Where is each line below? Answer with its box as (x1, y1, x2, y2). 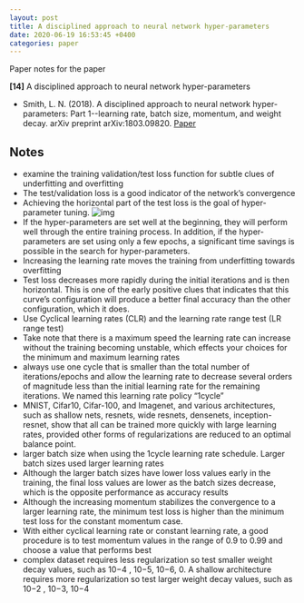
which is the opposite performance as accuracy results (22, 487, 229, 498)
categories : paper (9, 38, 79, 48)
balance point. (22, 439, 77, 450)
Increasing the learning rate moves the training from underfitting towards (22, 255, 296, 266)
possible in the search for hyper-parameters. (22, 246, 191, 257)
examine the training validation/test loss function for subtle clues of (22, 169, 275, 180)
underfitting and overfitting (22, 178, 124, 189)
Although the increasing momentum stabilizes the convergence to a (22, 497, 276, 508)
